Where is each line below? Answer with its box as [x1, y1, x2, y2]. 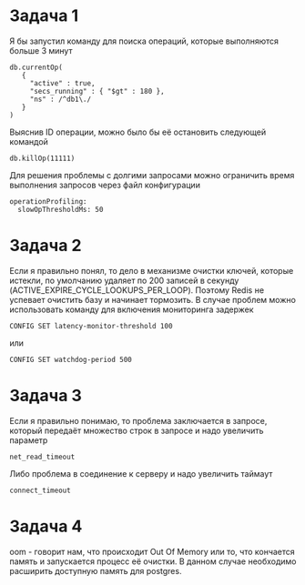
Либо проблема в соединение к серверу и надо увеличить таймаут [9, 468, 273, 479]
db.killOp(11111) [9, 154, 76, 163]
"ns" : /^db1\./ [29, 95, 92, 104]
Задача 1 [9, 5, 79, 26]
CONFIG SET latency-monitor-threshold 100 [9, 321, 173, 330]
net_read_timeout [9, 452, 76, 461]
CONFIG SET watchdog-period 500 [9, 355, 132, 364]
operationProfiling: [9, 197, 88, 206]
